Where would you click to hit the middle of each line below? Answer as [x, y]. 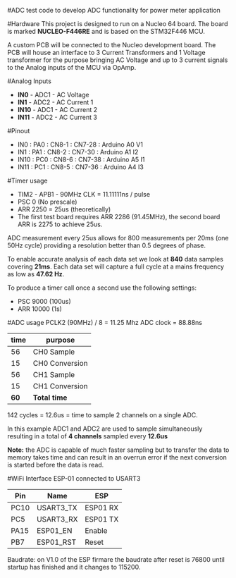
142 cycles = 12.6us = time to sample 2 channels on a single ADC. [103, 415]
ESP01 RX [101, 508]
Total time [50, 398]
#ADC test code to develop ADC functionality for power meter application [114, 10]
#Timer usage [27, 180]
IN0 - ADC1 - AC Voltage [53, 95]
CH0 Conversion [60, 363]
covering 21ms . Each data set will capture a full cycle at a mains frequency [116, 266]
